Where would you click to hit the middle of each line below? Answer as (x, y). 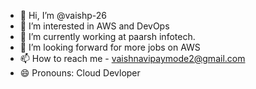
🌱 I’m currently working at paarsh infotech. (107, 36)
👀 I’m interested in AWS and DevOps (94, 26)
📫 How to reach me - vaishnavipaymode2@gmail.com (132, 58)
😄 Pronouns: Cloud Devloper (80, 73)
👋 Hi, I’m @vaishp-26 (63, 15)
